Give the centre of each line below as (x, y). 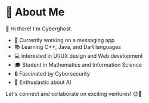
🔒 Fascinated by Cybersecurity (52, 73)
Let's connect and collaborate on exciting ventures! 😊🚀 (74, 93)
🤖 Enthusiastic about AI (43, 82)
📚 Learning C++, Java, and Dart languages (68, 46)
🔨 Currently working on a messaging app (64, 40)
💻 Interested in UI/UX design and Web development (78, 55)
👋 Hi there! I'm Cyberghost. (39, 29)
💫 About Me (35, 12)
